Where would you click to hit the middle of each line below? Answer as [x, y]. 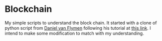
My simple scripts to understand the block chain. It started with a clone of [81, 23]
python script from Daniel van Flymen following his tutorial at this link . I [78, 28]
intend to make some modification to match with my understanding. [74, 33]
